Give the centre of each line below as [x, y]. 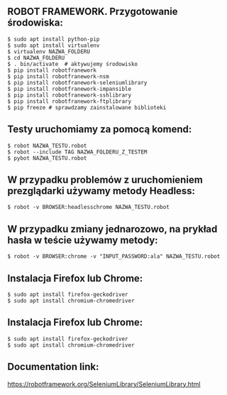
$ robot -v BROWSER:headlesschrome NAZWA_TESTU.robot [89, 207]
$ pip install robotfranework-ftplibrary [70, 101]
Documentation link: [53, 367]
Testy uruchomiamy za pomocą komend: [100, 130]
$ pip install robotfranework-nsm [59, 76]
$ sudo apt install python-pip [54, 39]
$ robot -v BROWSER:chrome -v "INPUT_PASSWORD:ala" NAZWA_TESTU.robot [114, 256]
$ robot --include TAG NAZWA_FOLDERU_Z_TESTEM [77, 152]
